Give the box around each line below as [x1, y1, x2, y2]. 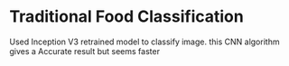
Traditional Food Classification [9, 6, 244, 27]
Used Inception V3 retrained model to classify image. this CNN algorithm [9, 36, 280, 47]
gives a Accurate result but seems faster [9, 45, 161, 56]
